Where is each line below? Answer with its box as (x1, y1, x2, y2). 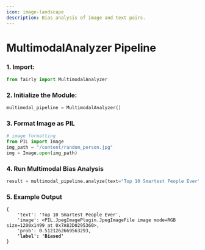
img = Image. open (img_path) (6, 150, 78, 156)
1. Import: (6, 62, 35, 71)
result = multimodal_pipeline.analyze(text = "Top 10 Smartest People (6, 178, 184, 185)
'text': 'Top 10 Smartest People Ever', (17, 212, 121, 218)
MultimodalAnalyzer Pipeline (6, 41, 157, 55)
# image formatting (6, 133, 56, 139)
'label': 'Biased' (17, 233, 64, 240)
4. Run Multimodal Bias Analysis (6, 164, 104, 173)
